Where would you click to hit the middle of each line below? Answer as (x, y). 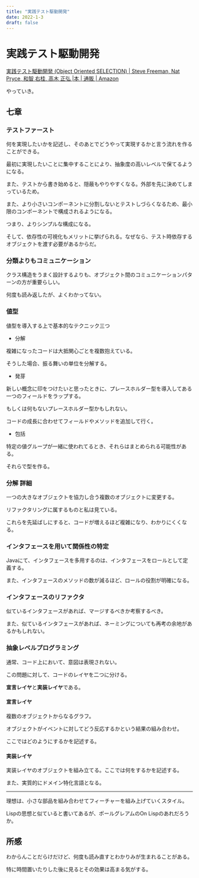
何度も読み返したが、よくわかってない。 (55, 295)
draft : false (22, 22)
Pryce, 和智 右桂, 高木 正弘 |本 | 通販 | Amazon (62, 79)
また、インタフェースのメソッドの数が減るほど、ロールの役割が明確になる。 (99, 580)
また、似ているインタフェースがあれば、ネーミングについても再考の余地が (97, 624)
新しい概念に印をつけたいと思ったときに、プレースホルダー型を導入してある (99, 388)
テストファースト (31, 130)
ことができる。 (24, 151)
